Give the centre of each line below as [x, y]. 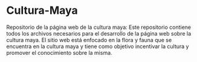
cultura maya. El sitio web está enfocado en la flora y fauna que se [89, 40]
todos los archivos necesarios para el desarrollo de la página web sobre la [99, 33]
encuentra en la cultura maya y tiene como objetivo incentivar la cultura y [98, 46]
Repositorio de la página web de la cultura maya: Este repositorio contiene [99, 27]
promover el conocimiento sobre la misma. [60, 52]
